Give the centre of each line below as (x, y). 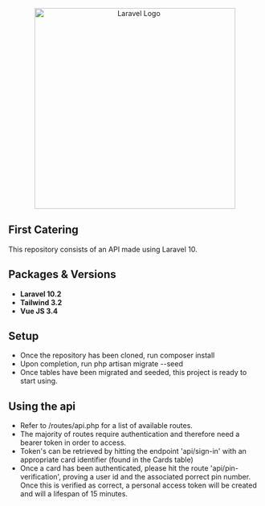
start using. (39, 381)
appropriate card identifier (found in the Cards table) (107, 460)
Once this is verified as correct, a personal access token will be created (138, 485)
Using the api (42, 406)
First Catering (43, 230)
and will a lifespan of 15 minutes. (74, 494)
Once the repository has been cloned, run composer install (117, 355)
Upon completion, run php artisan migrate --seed (101, 364)
